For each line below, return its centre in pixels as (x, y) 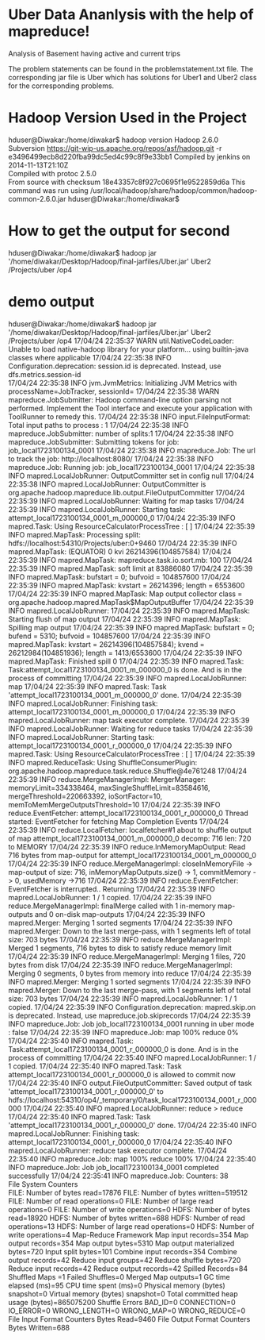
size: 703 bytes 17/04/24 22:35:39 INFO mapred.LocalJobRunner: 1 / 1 (123, 999)
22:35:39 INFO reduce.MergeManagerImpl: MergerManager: (107, 779)
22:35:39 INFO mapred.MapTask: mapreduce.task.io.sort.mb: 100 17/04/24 (131, 560)
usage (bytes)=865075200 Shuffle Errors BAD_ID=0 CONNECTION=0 (122, 1302)
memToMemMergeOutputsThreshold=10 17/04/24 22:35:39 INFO (114, 804)
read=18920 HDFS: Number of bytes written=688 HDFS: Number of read (127, 1218)
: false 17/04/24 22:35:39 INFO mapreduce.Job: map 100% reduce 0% (123, 1032)
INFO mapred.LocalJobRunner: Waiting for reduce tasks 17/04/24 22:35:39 (131, 729)
